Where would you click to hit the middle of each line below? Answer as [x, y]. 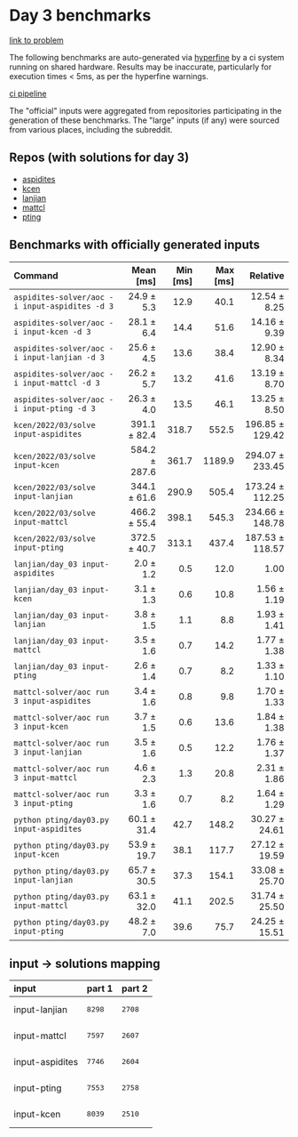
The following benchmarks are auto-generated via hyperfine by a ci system [147, 57]
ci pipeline [28, 93]
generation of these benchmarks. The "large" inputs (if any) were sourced [145, 120]
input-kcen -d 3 [57, 331]
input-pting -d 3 [59, 408]
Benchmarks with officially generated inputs [134, 245]
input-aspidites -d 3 [68, 306]
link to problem [36, 40]
